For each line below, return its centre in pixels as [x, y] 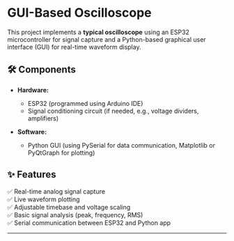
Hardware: [33, 90]
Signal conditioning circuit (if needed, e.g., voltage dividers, [113, 111]
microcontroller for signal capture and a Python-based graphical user [107, 39]
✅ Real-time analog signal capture [56, 191]
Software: [32, 132]
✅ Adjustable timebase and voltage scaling [69, 207]
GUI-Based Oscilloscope [79, 13]
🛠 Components [42, 70]
